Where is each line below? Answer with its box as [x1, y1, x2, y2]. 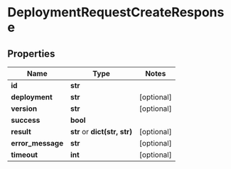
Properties [7, 48, 55, 60]
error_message [11, 138, 64, 148]
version [11, 104, 38, 114]
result [11, 127, 32, 136]
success [11, 115, 41, 125]
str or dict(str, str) [70, 127, 133, 136]
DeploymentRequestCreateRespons [7, 4, 225, 21]
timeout [11, 150, 38, 160]
